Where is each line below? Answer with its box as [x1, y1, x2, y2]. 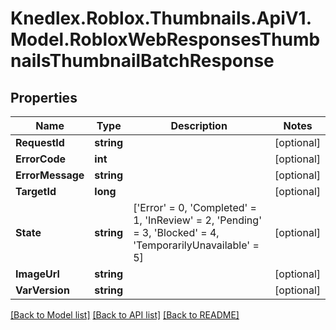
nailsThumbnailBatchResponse [10, 50, 275, 72]
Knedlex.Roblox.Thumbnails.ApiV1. [10, 7, 313, 30]
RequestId [15, 136, 65, 149]
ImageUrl [15, 267, 60, 281]
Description [170, 119, 228, 132]
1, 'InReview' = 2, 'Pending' [133, 213, 262, 227]
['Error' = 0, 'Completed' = [133, 201, 257, 214]
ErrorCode [15, 152, 67, 166]
